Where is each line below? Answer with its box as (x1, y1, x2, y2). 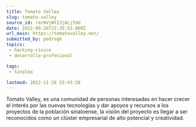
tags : (6, 63, 20, 69)
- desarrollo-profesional (8, 53, 73, 58)
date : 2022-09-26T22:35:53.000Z (6, 25, 86, 31)
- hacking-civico (8, 47, 52, 53)
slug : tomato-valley (6, 14, 57, 20)
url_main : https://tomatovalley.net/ (6, 31, 99, 37)
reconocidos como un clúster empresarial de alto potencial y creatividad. (6, 115, 185, 122)
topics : (6, 42, 25, 48)
